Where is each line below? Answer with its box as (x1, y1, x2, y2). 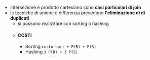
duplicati (10, 15, 29, 21)
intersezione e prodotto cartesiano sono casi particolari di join (10, 5, 141, 10)
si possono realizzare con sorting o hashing (17, 20, 109, 26)
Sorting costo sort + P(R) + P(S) (25, 43, 96, 50)
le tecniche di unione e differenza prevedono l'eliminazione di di (10, 10, 145, 16)
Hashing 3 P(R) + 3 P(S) (25, 49, 78, 55)
